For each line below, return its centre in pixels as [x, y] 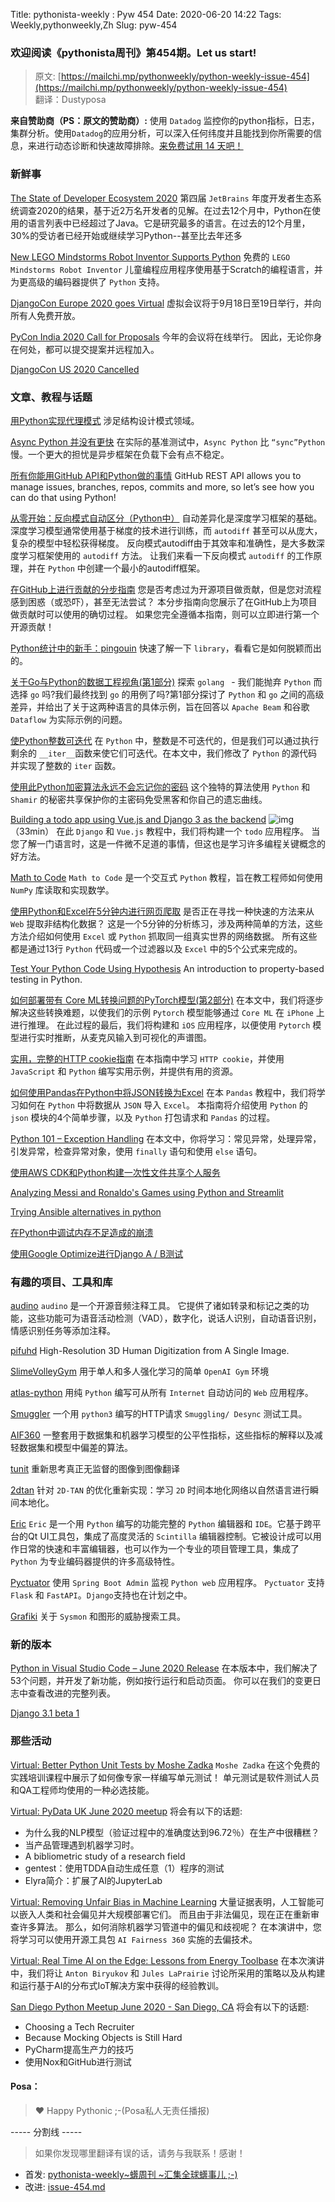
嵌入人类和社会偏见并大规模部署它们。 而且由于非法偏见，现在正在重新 [164, 1914]
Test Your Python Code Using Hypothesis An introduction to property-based [167, 968]
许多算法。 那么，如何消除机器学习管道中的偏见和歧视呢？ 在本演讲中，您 [170, 1926]
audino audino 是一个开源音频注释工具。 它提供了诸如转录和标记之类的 [155, 1306]
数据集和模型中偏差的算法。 [75, 1448]
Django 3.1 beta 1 [45, 1713]
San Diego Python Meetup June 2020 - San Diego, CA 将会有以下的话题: [160, 2006]
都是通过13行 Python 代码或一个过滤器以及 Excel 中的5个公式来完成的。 [156, 948]
